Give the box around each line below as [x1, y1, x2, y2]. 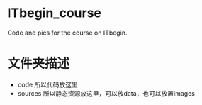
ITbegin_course [7, 5, 101, 21]
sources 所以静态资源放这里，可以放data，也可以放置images [17, 89, 195, 97]
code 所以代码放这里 [17, 80, 78, 89]
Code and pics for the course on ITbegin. [7, 28, 128, 37]
